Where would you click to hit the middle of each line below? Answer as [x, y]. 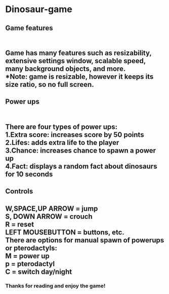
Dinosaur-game [39, 9]
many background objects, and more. [66, 68]
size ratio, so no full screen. [50, 84]
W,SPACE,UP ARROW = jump [52, 208]
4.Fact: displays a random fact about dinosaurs [81, 166]
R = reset [20, 224]
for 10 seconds [29, 174]
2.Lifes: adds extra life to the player [62, 142]
